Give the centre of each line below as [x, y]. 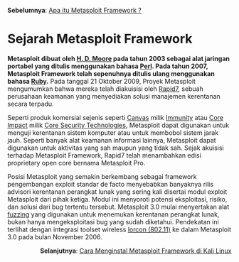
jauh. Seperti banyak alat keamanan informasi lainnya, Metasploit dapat [112, 140]
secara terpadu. [31, 104]
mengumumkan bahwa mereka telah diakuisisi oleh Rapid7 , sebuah [106, 89]
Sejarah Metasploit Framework [100, 39]
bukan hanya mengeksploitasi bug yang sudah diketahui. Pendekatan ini [113, 222]
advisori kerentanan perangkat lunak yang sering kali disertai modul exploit [117, 192]
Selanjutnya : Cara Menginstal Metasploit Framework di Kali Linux [136, 251]
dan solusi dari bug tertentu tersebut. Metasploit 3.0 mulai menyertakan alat [118, 207]
